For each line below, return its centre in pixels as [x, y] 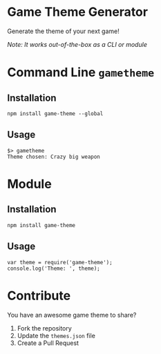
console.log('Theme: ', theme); [54, 268]
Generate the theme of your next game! [63, 31]
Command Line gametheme [81, 72]
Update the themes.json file [56, 335]
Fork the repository [45, 328]
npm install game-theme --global [55, 114]
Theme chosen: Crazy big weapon [54, 157]
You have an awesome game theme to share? [72, 315]
